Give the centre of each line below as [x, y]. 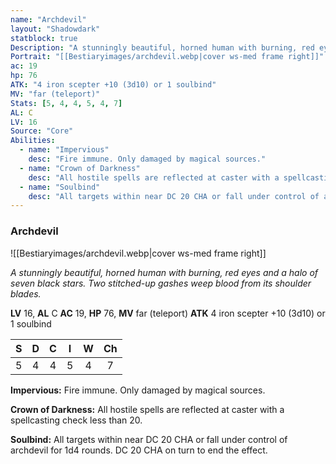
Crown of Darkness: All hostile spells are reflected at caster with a [147, 409]
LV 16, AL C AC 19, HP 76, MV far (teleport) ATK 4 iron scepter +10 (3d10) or [168, 313]
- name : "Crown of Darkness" [80, 168]
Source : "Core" [42, 131]
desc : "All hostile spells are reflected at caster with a [154, 177]
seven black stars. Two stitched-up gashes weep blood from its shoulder [161, 283]
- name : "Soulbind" [60, 187]
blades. [26, 293]
